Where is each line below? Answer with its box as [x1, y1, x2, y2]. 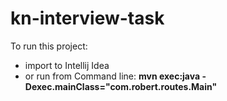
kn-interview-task [10, 7, 165, 30]
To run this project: [10, 40, 88, 52]
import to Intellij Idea [24, 59, 110, 71]
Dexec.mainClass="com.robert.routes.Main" [24, 80, 218, 92]
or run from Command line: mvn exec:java [24, 70, 201, 82]
